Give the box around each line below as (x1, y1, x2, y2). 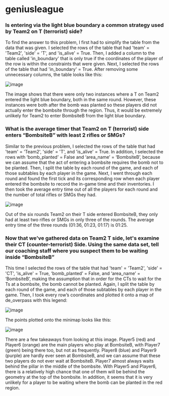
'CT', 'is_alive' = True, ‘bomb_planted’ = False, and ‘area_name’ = (5, 271, 140, 277)
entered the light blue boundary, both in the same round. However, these (5, 97, 156, 103)
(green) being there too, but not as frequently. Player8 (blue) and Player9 (5, 347, 157, 354)
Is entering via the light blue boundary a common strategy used (5, 22, 164, 29)
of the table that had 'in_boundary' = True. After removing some (5, 66, 138, 72)
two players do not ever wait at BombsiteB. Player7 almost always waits (5, 358, 154, 364)
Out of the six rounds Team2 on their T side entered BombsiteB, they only (5, 211, 158, 217)
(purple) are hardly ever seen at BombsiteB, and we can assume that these (5, 353, 160, 359)
